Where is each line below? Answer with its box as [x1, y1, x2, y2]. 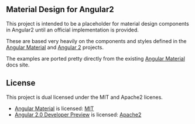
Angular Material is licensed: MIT [14, 105, 94, 112]
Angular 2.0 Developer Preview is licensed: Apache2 [14, 111, 142, 118]
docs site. [6, 61, 30, 68]
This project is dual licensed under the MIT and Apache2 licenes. [6, 93, 163, 101]
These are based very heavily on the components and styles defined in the [6, 37, 187, 44]
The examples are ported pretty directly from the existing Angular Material [6, 55, 186, 62]
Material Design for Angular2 [6, 5, 114, 15]
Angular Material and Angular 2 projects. [6, 44, 104, 51]
